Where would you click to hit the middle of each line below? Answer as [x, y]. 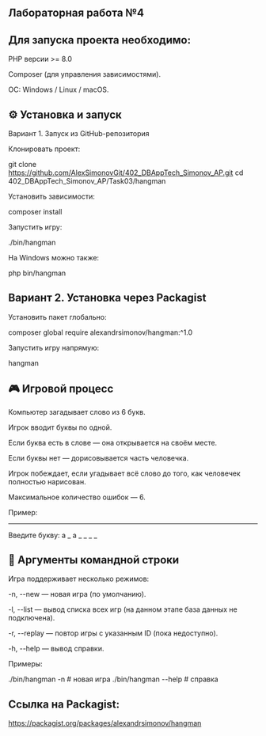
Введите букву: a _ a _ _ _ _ [53, 535]
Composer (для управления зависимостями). [84, 74]
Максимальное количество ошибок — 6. [77, 497]
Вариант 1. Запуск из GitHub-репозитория [79, 134]
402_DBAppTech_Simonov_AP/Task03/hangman [87, 181]
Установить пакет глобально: [57, 317]
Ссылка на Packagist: [64, 704]
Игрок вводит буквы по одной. [60, 427]
